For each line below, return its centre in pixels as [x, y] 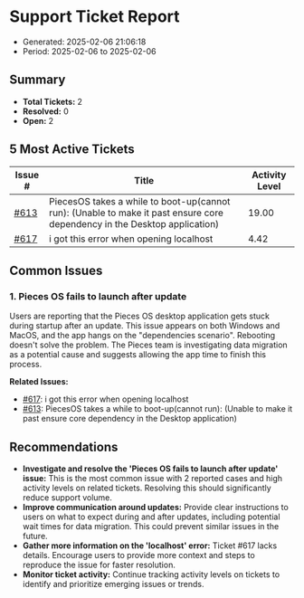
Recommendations [64, 446]
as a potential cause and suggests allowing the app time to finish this [138, 355]
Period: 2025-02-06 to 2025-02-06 [89, 51]
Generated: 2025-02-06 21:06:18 [84, 42]
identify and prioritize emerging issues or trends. [113, 584]
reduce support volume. [67, 498]
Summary [38, 80]
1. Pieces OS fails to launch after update [98, 296]
